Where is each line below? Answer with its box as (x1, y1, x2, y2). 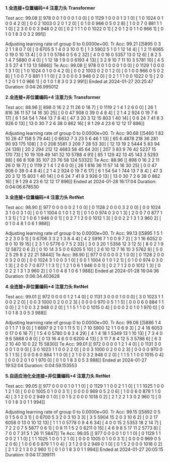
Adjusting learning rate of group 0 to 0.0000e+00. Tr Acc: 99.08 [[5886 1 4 (5, 320, 161, 325)
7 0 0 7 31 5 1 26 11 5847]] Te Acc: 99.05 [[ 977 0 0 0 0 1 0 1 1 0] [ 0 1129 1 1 (5, 430, 161, 436)
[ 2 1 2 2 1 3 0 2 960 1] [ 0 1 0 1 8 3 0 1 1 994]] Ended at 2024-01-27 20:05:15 (5, 446, 164, 452)
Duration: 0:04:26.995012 (5, 84, 59, 90)
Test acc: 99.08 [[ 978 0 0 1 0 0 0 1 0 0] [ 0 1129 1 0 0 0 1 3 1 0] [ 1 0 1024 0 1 (5, 15, 163, 21)
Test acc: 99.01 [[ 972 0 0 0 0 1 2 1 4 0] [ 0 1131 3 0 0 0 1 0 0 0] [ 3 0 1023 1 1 (5, 294, 163, 299)
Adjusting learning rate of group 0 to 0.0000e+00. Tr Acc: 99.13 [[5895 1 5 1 (5, 230, 163, 236)
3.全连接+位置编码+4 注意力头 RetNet (5, 194, 84, 200)
